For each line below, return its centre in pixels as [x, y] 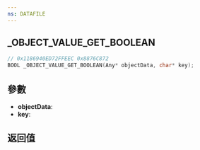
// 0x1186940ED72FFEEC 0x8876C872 [58, 59]
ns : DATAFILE [27, 14]
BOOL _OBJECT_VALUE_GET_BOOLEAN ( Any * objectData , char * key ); [101, 65]
